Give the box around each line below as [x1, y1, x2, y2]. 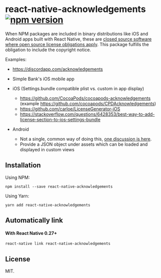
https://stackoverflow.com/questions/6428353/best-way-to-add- [19, 111, 155, 117]
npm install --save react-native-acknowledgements [5, 184, 113, 189]
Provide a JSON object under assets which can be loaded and [19, 141, 148, 147]
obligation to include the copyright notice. [5, 47, 91, 53]
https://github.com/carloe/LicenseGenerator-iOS [19, 106, 120, 112]
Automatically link [5, 216, 63, 225]
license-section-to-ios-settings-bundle [19, 116, 101, 122]
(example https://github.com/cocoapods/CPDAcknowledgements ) [19, 100, 156, 106]
